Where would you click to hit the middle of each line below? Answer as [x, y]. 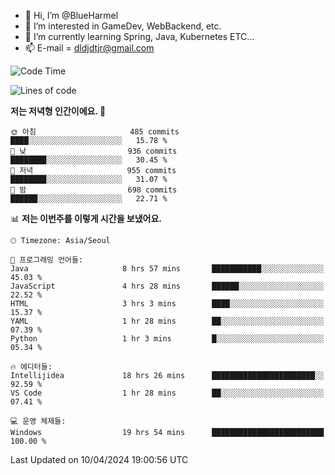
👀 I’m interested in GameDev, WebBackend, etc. [123, 26]
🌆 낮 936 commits [94, 151]
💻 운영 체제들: [38, 421]
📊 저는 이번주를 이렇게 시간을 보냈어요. [86, 218]
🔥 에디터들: [31, 367]
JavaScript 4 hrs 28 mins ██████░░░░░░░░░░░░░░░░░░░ [167, 286]
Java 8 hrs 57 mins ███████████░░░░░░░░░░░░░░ [167, 269]
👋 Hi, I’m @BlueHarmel [71, 15]
